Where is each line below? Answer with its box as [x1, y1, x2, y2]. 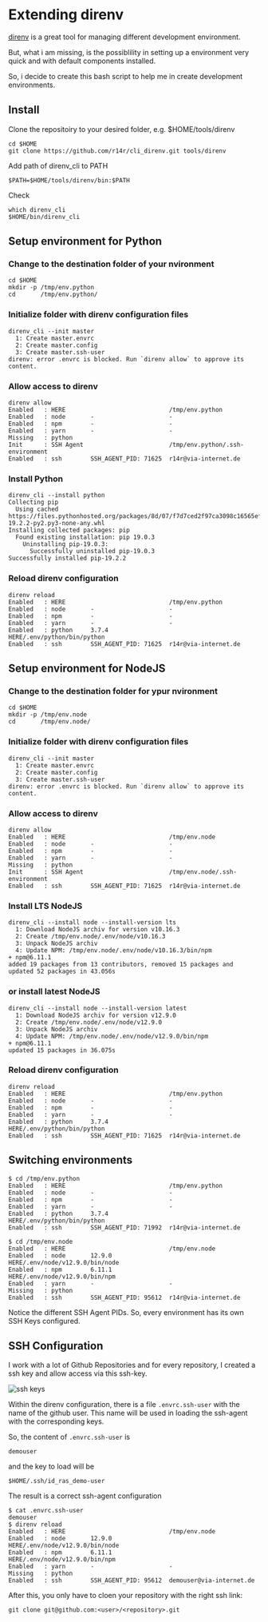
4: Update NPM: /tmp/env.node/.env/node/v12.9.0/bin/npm [15, 1032, 209, 1040]
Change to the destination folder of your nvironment [8, 258, 215, 269]
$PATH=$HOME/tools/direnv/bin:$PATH [8, 176, 130, 185]
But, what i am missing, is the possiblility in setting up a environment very [8, 47, 250, 57]
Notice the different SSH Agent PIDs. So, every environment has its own [8, 1307, 245, 1317]
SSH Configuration [8, 1339, 104, 1353]
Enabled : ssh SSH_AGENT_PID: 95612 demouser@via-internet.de [8, 1576, 255, 1584]
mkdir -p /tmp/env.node [8, 711, 88, 719]
